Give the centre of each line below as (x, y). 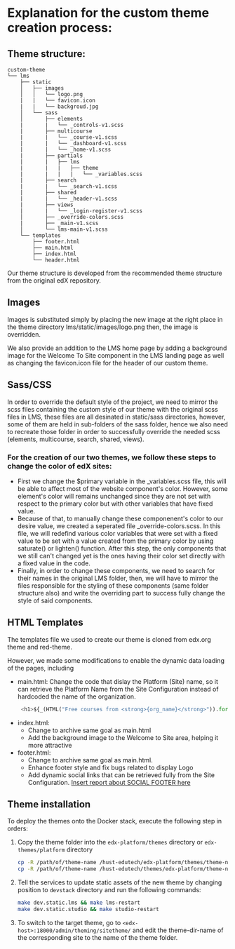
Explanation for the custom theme (108, 13)
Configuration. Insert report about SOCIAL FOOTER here (109, 782)
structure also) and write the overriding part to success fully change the (121, 593)
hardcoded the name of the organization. (76, 696)
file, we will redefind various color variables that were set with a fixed (117, 533)
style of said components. (55, 600)
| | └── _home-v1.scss (66, 149)
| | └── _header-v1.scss (69, 198)
